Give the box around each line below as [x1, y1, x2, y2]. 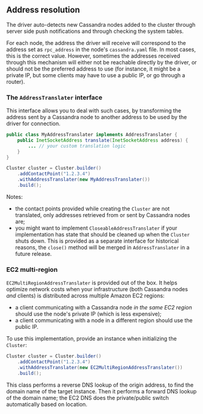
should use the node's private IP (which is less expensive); [15, 310, 162, 318]
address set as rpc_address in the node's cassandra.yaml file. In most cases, [6, 46, 196, 53]
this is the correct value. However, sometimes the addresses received [6, 52, 181, 60]
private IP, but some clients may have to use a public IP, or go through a [6, 71, 185, 78]
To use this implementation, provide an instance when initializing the [6, 335, 177, 342]
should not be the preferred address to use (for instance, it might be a [6, 65, 181, 72]
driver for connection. [6, 120, 61, 127]
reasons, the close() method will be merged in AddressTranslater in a [15, 243, 190, 251]
